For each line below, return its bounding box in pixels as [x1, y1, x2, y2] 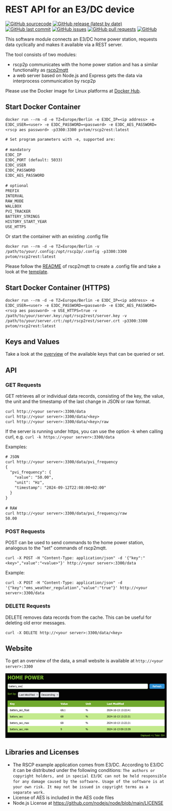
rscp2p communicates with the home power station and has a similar [12, 61, 159, 67]
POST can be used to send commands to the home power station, [5, 540, 144, 546]
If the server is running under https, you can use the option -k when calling [5, 428, 163, 435]
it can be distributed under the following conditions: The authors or [12, 767, 155, 773]
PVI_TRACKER [5, 209, 31, 214]
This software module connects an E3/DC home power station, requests [5, 36, 158, 42]
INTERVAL [5, 193, 24, 198]
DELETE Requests [5, 602, 51, 610]
